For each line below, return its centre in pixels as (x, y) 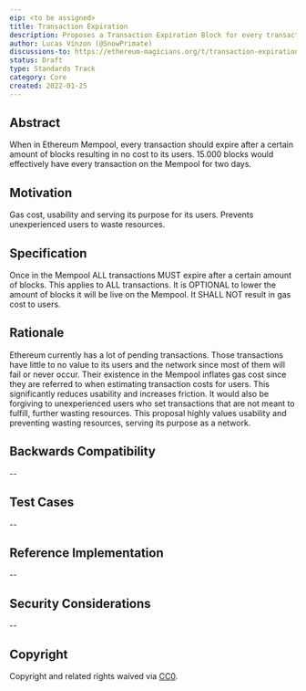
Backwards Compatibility (83, 451)
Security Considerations (81, 603)
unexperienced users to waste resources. (87, 225)
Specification (48, 253)
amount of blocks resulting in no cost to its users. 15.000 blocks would (142, 154)
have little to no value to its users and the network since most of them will (147, 364)
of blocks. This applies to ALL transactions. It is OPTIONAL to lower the (143, 285)
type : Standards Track (52, 69)
